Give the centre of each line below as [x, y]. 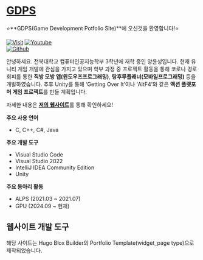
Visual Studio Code [39, 154]
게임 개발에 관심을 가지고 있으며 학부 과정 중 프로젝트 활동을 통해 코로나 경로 [107, 69]
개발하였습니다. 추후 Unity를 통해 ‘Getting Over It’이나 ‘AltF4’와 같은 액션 [93, 84]
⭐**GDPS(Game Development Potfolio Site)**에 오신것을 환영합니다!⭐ [93, 28]
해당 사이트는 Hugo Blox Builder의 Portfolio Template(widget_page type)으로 [100, 243]
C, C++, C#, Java [37, 130]
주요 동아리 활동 [25, 186]
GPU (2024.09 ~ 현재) [42, 206]
